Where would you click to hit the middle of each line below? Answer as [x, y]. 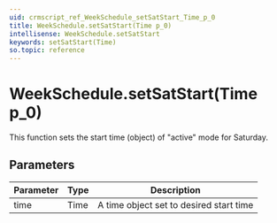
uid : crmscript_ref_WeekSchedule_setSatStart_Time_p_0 [112, 17]
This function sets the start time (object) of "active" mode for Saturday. [138, 137]
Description [175, 189]
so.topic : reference [47, 50]
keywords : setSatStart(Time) [63, 42]
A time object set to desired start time [175, 204]
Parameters [42, 165]
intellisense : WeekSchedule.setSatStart [85, 34]
